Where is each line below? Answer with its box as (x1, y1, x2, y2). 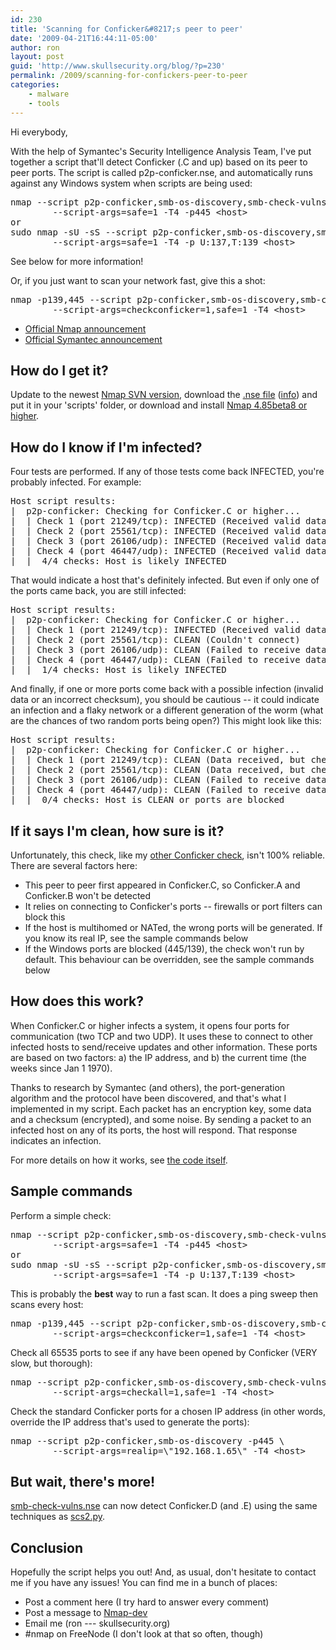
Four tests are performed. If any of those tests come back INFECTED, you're (10, 466, 325, 478)
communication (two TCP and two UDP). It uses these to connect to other (10, 1030, 314, 1042)
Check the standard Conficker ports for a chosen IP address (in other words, (10, 1405, 326, 1417)
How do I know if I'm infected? (10, 439, 203, 456)
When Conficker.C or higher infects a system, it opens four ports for (10, 1019, 290, 1031)
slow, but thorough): (10, 1357, 93, 1369)
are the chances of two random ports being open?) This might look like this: (10, 715, 322, 727)
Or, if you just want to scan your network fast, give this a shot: (10, 274, 266, 286)
